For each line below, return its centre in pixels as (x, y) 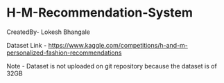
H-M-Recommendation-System (100, 13)
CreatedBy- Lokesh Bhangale (49, 32)
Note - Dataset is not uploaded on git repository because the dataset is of (112, 66)
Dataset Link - (27, 45)
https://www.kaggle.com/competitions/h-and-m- (118, 45)
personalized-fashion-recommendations (64, 53)
